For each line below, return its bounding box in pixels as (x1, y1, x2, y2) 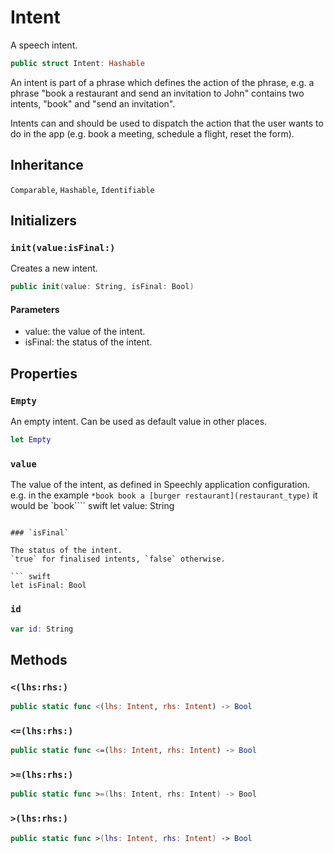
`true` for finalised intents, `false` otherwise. (10, 554, 226, 565)
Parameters (10, 303, 60, 315)
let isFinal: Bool (10, 581, 87, 591)
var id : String (10, 624, 74, 634)
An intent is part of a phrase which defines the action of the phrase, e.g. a (10, 76, 315, 88)
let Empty (10, 435, 52, 445)
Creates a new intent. (10, 262, 98, 275)
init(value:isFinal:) (10, 242, 116, 253)
